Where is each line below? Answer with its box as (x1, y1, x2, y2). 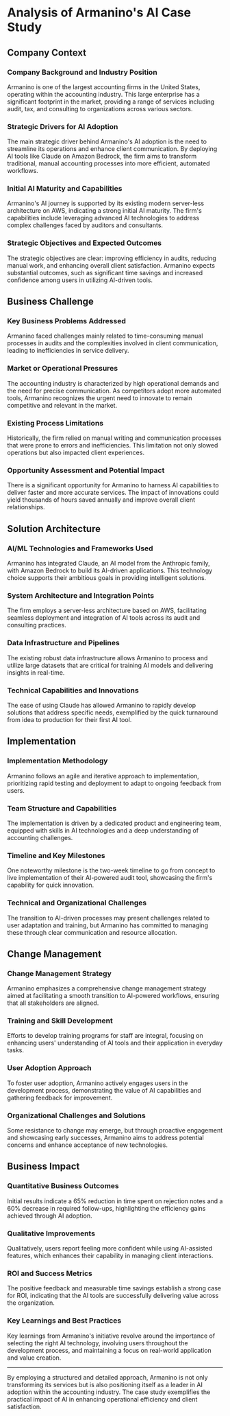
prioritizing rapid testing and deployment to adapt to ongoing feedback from (7, 779, 222, 787)
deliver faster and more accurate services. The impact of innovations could (7, 489, 219, 497)
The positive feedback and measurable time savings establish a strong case (7, 1284, 222, 1292)
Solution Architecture (7, 523, 101, 535)
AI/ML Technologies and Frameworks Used (7, 544, 153, 553)
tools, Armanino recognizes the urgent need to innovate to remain (7, 393, 193, 402)
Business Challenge (7, 296, 94, 307)
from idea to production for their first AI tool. (7, 715, 132, 723)
